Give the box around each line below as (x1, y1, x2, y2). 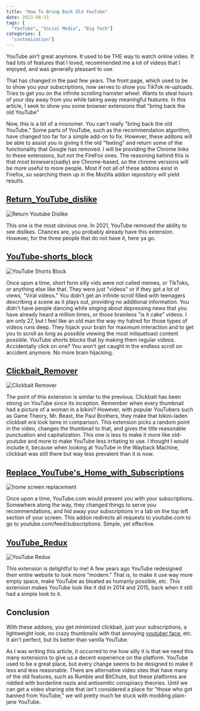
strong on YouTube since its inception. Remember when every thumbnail (6, 400, 184, 407)
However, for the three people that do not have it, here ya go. (6, 234, 156, 241)
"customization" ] (11, 36, 55, 42)
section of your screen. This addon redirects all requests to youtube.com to (6, 514, 191, 521)
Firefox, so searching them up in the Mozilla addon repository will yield (6, 171, 180, 178)
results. (6, 177, 25, 184)
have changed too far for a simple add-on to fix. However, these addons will (6, 133, 192, 140)
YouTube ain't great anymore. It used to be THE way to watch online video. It (6, 53, 194, 60)
